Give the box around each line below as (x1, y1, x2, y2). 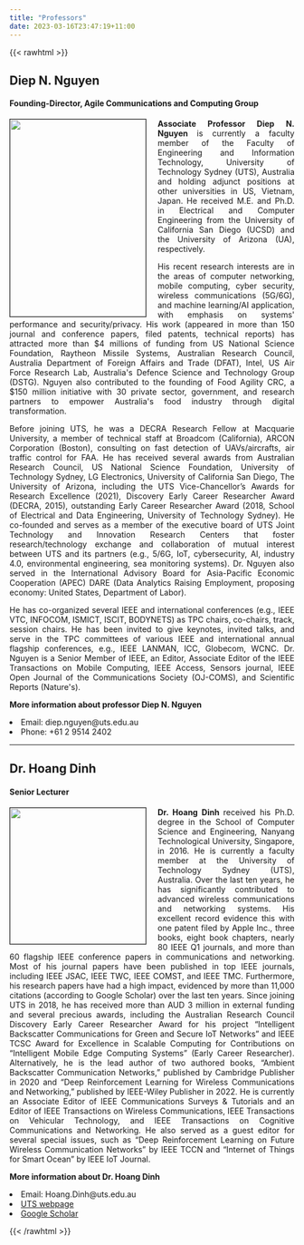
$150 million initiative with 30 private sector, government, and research (9, 386, 295, 397)
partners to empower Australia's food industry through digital (9, 396, 295, 407)
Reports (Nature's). (9, 682, 81, 693)
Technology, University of (157, 157, 295, 168)
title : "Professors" (9, 13, 88, 23)
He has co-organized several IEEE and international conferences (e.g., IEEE (9, 605, 295, 616)
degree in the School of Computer (157, 816, 295, 827)
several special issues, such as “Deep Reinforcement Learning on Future (9, 1134, 295, 1145)
